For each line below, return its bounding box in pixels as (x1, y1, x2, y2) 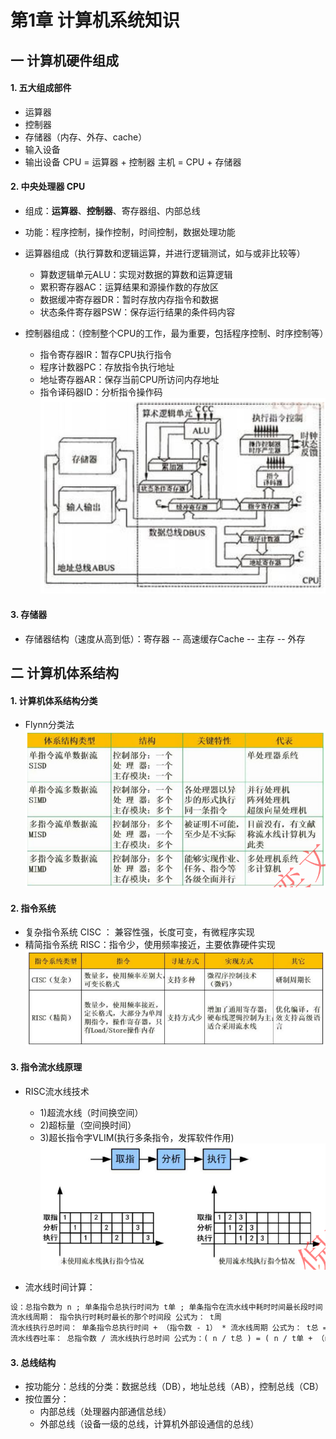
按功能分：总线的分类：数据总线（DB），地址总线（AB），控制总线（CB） (24, 1381, 325, 1393)
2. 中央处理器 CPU (10, 181, 86, 193)
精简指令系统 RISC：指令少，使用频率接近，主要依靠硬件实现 (24, 939, 276, 951)
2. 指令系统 (10, 902, 57, 914)
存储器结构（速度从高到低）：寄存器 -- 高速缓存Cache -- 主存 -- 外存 (24, 632, 306, 645)
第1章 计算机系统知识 (10, 9, 180, 32)
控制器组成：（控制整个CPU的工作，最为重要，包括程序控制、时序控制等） (24, 327, 329, 339)
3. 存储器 (10, 609, 48, 621)
